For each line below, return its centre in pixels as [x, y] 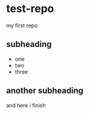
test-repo [30, 9]
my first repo [22, 25]
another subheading [45, 91]
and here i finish [26, 105]
